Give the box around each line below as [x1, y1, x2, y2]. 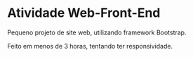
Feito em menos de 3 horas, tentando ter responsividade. [7, 42, 173, 50]
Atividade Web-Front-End [7, 5, 161, 21]
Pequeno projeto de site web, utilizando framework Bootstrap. [7, 28, 187, 37]
